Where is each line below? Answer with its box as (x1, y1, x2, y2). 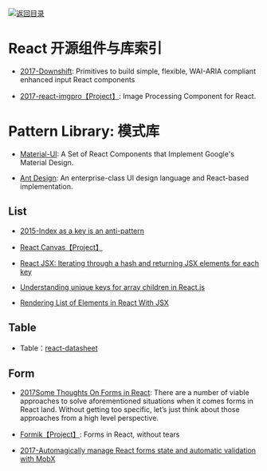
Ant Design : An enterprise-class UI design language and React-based (19, 172, 249, 183)
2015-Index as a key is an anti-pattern (19, 226, 145, 235)
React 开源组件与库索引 (8, 40, 163, 57)
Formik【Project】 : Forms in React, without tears (19, 429, 180, 439)
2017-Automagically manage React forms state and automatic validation (19, 445, 257, 455)
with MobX (19, 454, 56, 464)
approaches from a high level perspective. (19, 414, 159, 423)
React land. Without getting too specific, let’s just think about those (19, 405, 241, 414)
